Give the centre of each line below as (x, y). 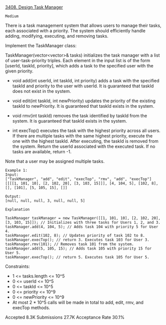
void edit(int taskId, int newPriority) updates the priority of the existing (84, 101)
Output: (13, 196)
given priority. (19, 71)
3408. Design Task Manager (34, 7)
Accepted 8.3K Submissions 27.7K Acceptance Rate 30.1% (65, 317)
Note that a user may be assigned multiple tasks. (55, 161)
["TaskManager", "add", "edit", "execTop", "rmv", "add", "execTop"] (79, 179)
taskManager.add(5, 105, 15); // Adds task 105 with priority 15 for (79, 249)
